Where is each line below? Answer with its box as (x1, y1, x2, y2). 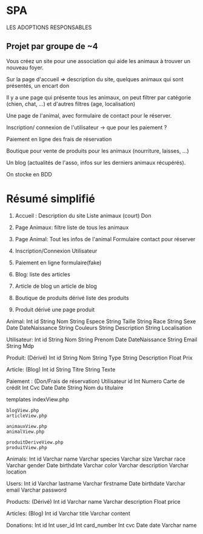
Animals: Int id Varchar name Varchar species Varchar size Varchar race (6, 455, 186, 462)
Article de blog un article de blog (15, 282, 97, 290)
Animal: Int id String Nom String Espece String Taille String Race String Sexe (6, 318, 196, 325)
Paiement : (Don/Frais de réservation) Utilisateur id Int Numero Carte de (6, 377, 185, 385)
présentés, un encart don (6, 82, 70, 89)
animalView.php (6, 429, 45, 435)
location (6, 468, 27, 475)
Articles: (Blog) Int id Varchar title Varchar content (6, 510, 130, 517)
